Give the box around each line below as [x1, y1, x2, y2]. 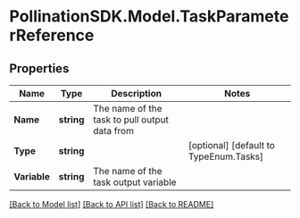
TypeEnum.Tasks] [187, 150, 264, 163]
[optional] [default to [187, 139, 275, 151]
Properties [9, 61, 70, 76]
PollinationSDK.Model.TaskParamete [9, 6, 289, 27]
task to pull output [93, 113, 170, 126]
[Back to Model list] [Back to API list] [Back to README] [9, 199, 214, 209]
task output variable [93, 176, 177, 189]
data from [93, 125, 134, 137]
